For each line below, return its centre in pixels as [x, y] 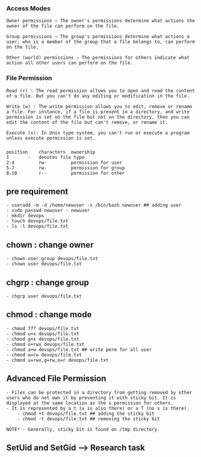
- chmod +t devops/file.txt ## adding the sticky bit [86, 414]
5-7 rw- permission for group [66, 168]
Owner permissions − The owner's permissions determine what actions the [101, 21]
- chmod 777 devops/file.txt [43, 328]
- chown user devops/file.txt [44, 264]
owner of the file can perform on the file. [63, 26]
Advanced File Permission [56, 378]
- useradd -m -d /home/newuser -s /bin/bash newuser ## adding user [94, 205]
